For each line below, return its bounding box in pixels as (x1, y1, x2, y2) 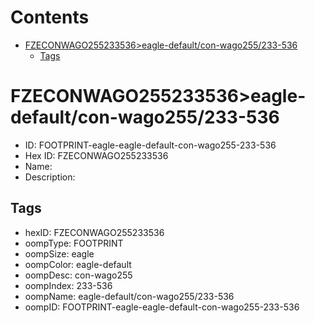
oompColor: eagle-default (24, 258, 132, 270)
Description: (24, 171, 76, 183)
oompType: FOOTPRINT (24, 237, 124, 249)
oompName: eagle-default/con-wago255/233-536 (24, 290, 235, 302)
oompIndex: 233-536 (24, 279, 113, 291)
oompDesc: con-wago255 (24, 269, 133, 281)
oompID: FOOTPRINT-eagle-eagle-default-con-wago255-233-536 (24, 301, 300, 313)
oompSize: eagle (24, 247, 95, 260)
